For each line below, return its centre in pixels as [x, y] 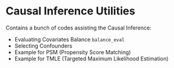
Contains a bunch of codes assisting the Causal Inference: [79, 28]
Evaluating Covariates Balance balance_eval [69, 39]
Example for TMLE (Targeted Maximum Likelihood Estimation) [92, 58]
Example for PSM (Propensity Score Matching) [72, 52]
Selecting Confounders [43, 46]
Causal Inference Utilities [71, 11]
